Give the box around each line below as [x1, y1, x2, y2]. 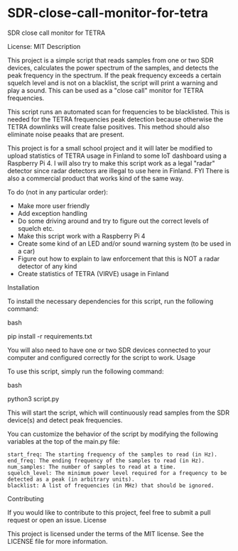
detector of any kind [17, 261, 77, 271]
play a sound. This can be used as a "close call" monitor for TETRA [7, 86, 204, 94]
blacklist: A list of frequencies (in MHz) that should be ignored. [7, 481, 215, 489]
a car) [17, 246, 36, 255]
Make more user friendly [17, 201, 90, 210]
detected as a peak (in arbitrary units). [7, 476, 135, 483]
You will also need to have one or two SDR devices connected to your [7, 346, 211, 354]
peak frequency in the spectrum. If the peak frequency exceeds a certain [7, 71, 222, 80]
